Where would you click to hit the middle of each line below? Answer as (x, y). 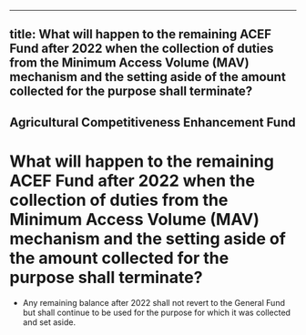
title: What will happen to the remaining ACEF (140, 34)
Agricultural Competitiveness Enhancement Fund (153, 122)
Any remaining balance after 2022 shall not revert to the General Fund (153, 302)
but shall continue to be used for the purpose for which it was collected (157, 312)
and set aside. (49, 322)
